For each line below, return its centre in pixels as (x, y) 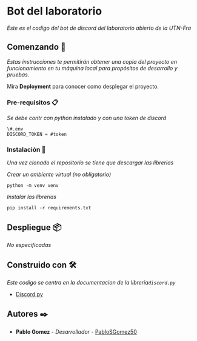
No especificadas (29, 245)
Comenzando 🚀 (36, 47)
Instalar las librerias (32, 197)
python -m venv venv (33, 186)
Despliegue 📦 (34, 227)
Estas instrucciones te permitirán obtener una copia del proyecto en (92, 61)
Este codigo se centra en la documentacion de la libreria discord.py (91, 282)
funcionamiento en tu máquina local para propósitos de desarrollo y (92, 68)
